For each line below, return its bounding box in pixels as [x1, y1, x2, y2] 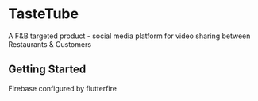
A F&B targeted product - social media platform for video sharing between [8, 31, 251, 41]
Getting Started [8, 63, 87, 76]
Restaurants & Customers [8, 39, 92, 49]
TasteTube [8, 5, 79, 23]
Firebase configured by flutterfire [8, 84, 117, 93]
